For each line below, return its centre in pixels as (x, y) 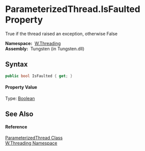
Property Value (21, 87)
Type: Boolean (20, 98)
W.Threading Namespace (31, 143)
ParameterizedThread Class (34, 138)
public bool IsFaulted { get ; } (39, 76)
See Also (19, 114)
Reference (16, 126)
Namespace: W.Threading (33, 43)
